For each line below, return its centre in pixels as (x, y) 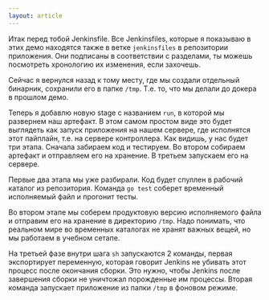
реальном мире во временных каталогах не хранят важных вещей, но (130, 229)
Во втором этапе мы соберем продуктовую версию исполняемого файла (135, 212)
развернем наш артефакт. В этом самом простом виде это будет (120, 121)
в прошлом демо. (39, 97)
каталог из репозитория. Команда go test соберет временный (116, 188)
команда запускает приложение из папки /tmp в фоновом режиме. (123, 287)
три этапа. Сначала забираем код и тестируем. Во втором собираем (127, 146)
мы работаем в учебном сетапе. (64, 237)
